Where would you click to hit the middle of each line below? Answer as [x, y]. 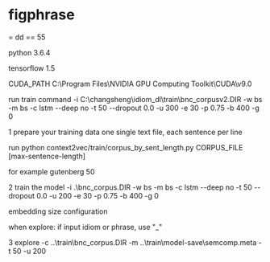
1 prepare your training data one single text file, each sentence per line [126, 132]
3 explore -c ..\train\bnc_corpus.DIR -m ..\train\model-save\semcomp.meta [133, 242]
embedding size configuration [58, 211]
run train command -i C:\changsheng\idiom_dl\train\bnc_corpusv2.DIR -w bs [135, 99]
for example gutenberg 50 [52, 171]
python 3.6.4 [29, 52]
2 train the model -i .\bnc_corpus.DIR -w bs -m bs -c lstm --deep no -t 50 [130, 187]
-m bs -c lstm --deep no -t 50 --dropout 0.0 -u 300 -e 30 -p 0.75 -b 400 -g [134, 108]
